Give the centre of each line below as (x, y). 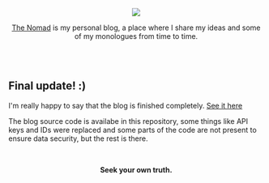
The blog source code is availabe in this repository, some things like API (128, 121)
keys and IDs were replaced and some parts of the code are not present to (132, 130)
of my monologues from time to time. (136, 36)
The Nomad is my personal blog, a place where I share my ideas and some (136, 28)
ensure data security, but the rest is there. (78, 138)
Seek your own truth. (136, 169)
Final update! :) (47, 86)
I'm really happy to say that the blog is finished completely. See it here (126, 105)
